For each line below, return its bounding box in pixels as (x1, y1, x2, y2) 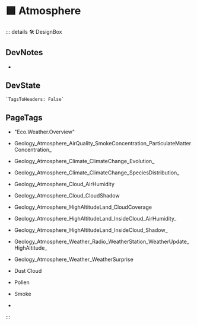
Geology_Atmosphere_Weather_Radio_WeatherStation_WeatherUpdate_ (14, 238, 189, 246)
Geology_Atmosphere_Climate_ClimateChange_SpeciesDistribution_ (14, 169, 180, 176)
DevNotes (5, 47, 43, 58)
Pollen (14, 279, 30, 286)
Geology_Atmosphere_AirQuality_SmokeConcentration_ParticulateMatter (14, 140, 192, 147)
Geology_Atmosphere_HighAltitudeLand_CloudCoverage (14, 203, 152, 211)
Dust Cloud (14, 267, 42, 275)
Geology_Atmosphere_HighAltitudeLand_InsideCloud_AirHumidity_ (14, 215, 177, 222)
